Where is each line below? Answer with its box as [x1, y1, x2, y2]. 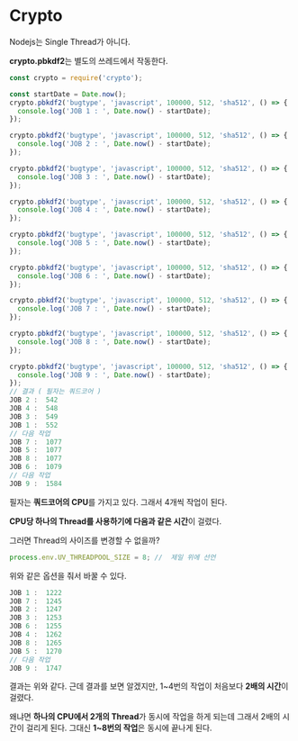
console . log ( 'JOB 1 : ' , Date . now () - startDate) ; [17, 106, 212, 115]
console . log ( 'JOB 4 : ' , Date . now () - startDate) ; [17, 205, 212, 214]
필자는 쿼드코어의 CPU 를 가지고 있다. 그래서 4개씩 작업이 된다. [9, 496, 228, 507]
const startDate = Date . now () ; [9, 89, 127, 99]
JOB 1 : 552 [9, 420, 59, 429]
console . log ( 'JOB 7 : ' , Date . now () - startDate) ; [17, 304, 212, 313]
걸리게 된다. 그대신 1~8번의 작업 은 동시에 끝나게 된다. [25, 722, 212, 734]
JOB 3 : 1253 [9, 613, 63, 622]
